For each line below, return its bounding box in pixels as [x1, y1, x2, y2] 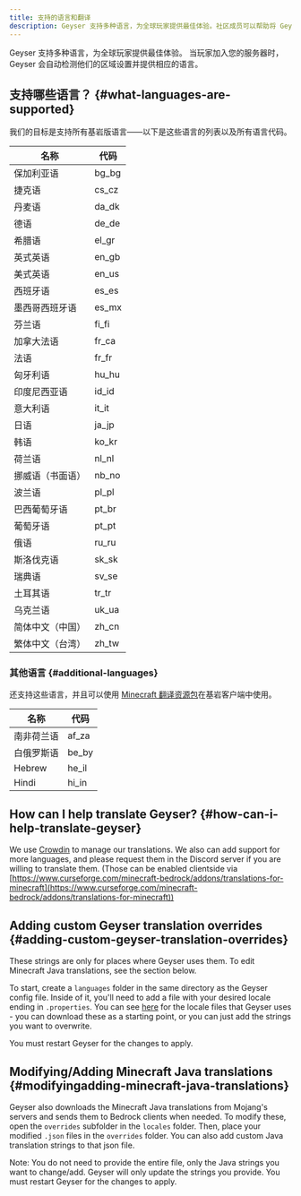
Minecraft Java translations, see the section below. [9, 965, 197, 977]
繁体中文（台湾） [13, 638, 87, 650]
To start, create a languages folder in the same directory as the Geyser [9, 983, 269, 994]
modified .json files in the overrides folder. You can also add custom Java [9, 1131, 284, 1141]
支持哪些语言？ [9, 87, 92, 102]
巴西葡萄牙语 [13, 503, 69, 516]
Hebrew [13, 761, 47, 774]
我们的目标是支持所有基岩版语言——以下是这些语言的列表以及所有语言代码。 [9, 126, 292, 137]
